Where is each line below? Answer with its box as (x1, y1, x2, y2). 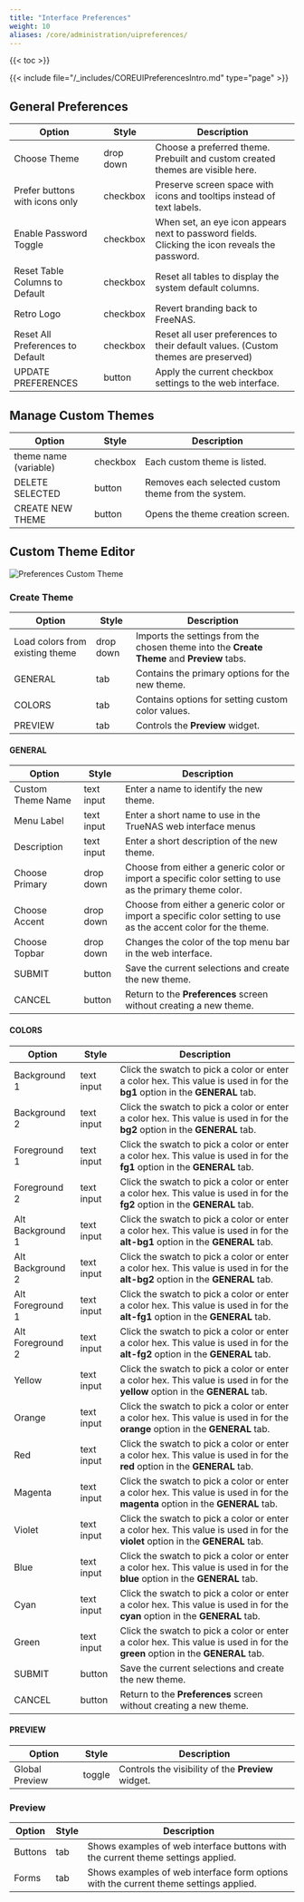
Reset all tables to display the (155, 270, 280, 283)
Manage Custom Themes (9, 407, 155, 423)
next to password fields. (155, 228, 258, 240)
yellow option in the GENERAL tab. (119, 1385, 269, 1398)
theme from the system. (144, 487, 246, 500)
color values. (135, 705, 191, 717)
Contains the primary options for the (135, 668, 290, 680)
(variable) (14, 462, 56, 473)
